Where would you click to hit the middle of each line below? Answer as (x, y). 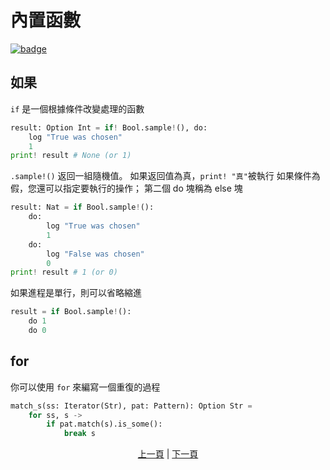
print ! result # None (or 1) (71, 156)
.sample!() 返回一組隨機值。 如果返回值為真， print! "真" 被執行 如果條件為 (165, 176)
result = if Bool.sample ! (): (71, 312)
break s (80, 434)
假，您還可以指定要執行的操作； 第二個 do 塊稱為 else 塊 (126, 188)
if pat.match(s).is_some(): (104, 424)
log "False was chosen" (95, 254)
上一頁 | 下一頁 (168, 454)
